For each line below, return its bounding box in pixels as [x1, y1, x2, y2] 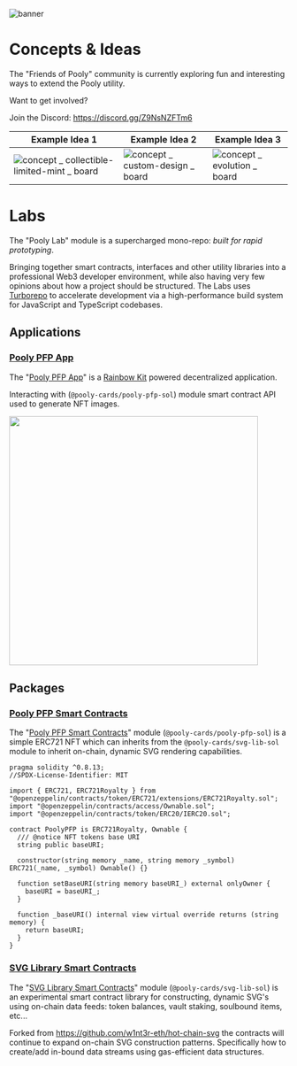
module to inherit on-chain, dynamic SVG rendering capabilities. [9, 746, 243, 757]
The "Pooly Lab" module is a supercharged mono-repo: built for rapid [9, 235, 263, 245]
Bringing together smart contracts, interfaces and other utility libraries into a [9, 261, 286, 272]
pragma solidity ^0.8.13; [9, 763, 104, 772]
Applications [9, 325, 81, 340]
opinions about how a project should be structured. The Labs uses [9, 280, 251, 291]
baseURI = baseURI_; [25, 887, 101, 896]
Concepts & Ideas [9, 40, 141, 59]
